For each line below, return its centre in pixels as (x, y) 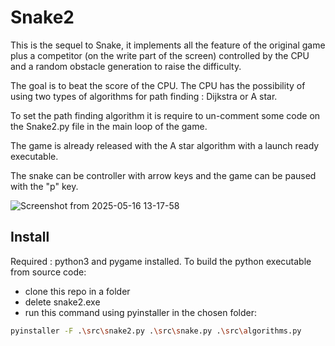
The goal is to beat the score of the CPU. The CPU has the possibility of (158, 85)
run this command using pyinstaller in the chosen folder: (141, 312)
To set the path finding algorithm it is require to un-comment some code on (165, 115)
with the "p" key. (44, 186)
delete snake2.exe (62, 302)
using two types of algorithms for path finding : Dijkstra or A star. (144, 96)
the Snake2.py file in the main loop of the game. (109, 126)
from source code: (48, 272)
